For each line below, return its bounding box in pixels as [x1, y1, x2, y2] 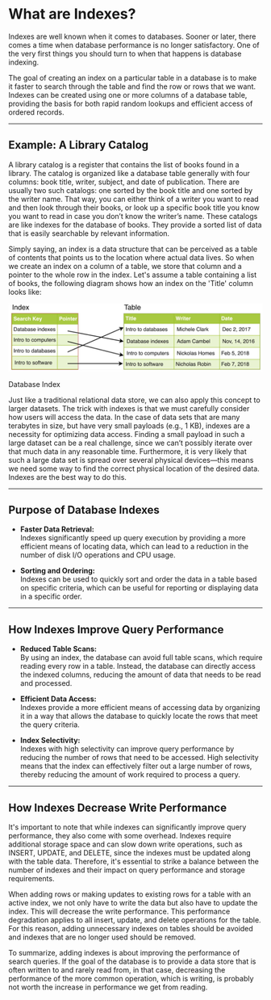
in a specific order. [19, 591, 82, 602]
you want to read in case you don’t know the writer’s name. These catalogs [8, 211, 258, 221]
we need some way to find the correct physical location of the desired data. [8, 464, 260, 473]
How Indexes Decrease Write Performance [8, 800, 227, 814]
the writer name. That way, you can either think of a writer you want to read [8, 194, 260, 204]
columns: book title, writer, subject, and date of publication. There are [8, 177, 240, 187]
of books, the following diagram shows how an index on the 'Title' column [8, 278, 254, 288]
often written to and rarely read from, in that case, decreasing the [8, 965, 226, 975]
